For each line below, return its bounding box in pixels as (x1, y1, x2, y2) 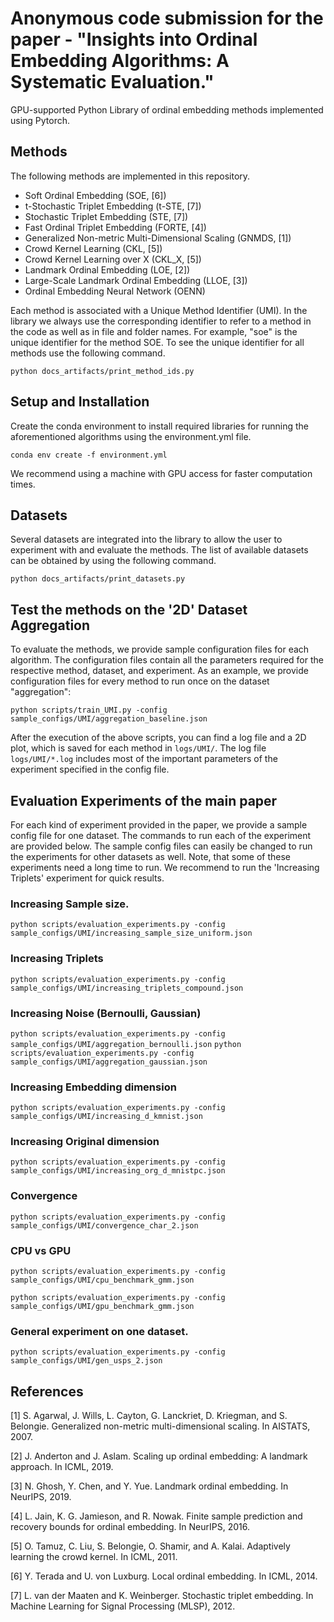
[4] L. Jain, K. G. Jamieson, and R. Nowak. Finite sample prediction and (10, 1510, 303, 1522)
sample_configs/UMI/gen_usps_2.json (10, 1356, 163, 1366)
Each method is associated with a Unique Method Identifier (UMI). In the (10, 304, 308, 316)
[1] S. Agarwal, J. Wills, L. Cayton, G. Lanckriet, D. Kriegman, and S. (10, 1410, 288, 1422)
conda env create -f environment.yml (10, 450, 168, 460)
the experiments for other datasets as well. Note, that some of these (10, 851, 292, 862)
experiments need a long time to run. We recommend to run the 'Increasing (10, 862, 320, 873)
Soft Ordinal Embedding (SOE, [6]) (24, 189, 167, 201)
